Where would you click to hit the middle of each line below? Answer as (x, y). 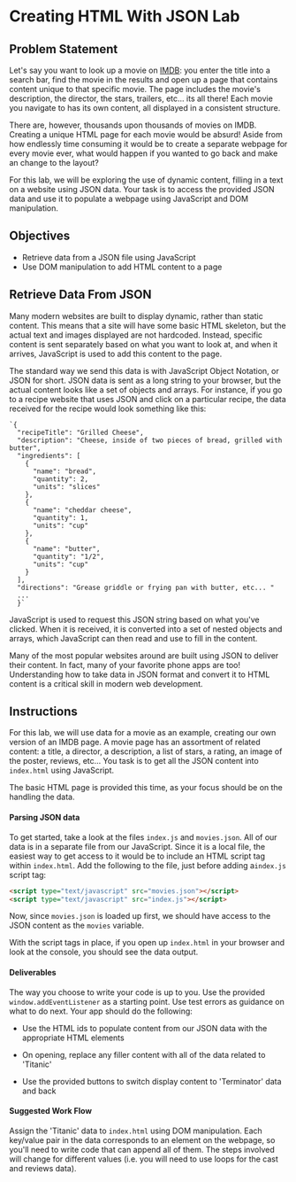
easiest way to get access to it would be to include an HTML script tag (137, 856)
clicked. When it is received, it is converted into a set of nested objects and (146, 629)
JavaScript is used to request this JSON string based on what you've (135, 619)
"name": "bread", (65, 471)
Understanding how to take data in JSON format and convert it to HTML (140, 674)
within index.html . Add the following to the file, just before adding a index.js (148, 865)
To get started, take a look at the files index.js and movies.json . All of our (143, 837)
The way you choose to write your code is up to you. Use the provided (137, 992)
